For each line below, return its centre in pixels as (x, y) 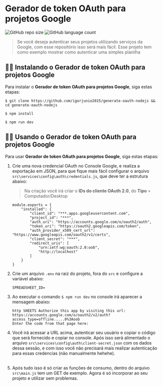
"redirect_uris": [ (49, 243)
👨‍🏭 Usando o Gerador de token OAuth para (71, 137)
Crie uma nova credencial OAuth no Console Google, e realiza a (76, 165)
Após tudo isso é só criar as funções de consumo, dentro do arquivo (81, 368)
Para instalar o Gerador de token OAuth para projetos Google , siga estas (79, 87)
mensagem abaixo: (31, 302)
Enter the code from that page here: (50, 323)
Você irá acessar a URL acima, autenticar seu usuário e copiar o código (84, 332)
